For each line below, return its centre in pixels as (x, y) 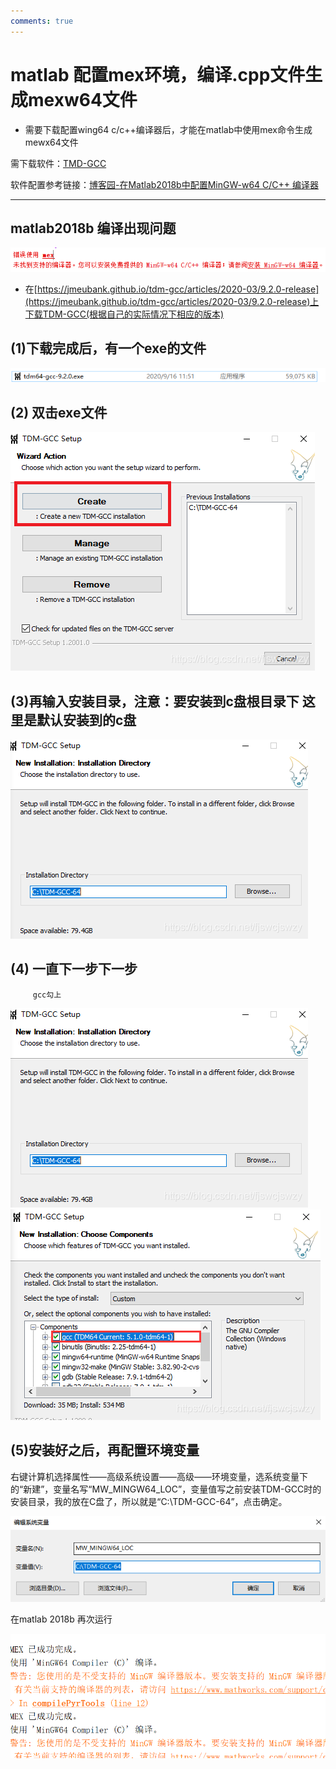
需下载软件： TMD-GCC (58, 163)
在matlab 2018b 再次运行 (61, 1619)
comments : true (42, 21)
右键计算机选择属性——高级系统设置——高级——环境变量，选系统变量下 (159, 1476)
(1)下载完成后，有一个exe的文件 (108, 348)
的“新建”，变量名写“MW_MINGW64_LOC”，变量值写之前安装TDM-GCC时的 (166, 1489)
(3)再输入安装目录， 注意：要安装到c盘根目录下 (155, 701)
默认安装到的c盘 (86, 720)
